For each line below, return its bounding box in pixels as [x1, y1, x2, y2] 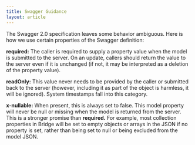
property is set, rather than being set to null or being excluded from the [6, 127, 178, 134]
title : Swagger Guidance [6, 8, 67, 15]
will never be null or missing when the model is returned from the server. [6, 108, 181, 115]
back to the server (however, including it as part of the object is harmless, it [6, 84, 189, 91]
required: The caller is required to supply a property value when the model [6, 48, 187, 55]
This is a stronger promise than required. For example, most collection [6, 114, 177, 121]
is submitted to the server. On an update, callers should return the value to [6, 54, 186, 61]
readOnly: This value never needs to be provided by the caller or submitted [6, 77, 189, 85]
